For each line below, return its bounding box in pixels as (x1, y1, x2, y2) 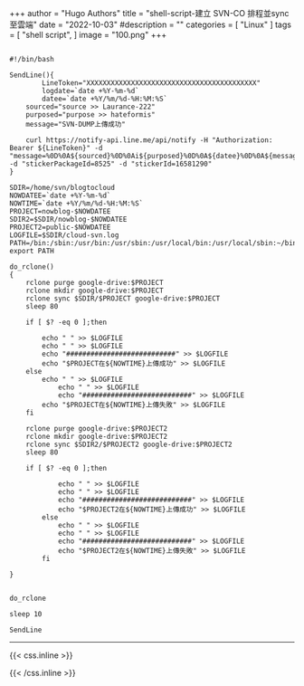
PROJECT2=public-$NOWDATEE (9, 223, 111, 232)
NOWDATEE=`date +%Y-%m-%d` (9, 191, 111, 200)
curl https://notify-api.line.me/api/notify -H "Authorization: (25, 136, 273, 145)
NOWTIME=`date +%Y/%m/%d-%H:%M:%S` (9, 199, 144, 208)
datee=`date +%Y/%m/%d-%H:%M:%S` (42, 94, 168, 103)
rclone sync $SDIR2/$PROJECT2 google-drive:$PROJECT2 (25, 440, 233, 449)
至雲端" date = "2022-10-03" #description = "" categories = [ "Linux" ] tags (9, 19, 292, 30)
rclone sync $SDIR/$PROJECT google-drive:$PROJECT (25, 294, 221, 303)
